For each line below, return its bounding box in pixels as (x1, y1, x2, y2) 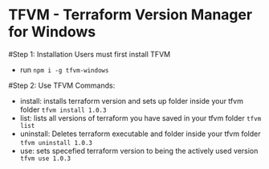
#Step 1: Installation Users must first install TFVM (8, 49, 171, 59)
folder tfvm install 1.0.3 (19, 105, 107, 114)
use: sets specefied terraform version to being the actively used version (19, 146, 259, 155)
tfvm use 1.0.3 (19, 155, 71, 163)
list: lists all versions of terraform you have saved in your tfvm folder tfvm (19, 113, 262, 122)
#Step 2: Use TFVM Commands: (8, 80, 116, 90)
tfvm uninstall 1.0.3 (19, 138, 92, 146)
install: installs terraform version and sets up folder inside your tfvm (19, 96, 243, 105)
